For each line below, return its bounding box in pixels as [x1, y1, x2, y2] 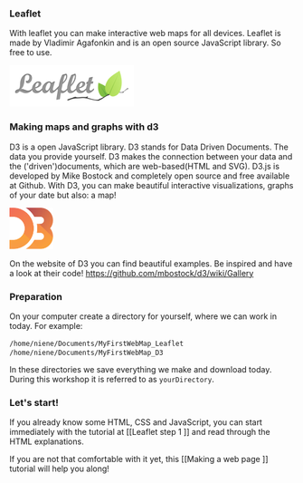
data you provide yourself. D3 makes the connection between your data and [9, 150, 293, 161]
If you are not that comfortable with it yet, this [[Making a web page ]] [9, 454, 269, 465]
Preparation [9, 290, 63, 303]
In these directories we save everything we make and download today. [9, 363, 272, 374]
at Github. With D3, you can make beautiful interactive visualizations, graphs [9, 179, 294, 190]
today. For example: [9, 320, 83, 331]
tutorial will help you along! [9, 463, 110, 474]
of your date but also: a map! [9, 189, 117, 200]
